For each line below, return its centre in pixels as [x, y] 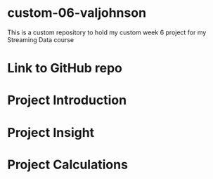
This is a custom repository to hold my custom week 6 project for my [107, 32]
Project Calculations [68, 165]
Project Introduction [67, 100]
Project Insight [51, 132]
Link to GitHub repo [65, 68]
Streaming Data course [41, 39]
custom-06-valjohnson [77, 13]
